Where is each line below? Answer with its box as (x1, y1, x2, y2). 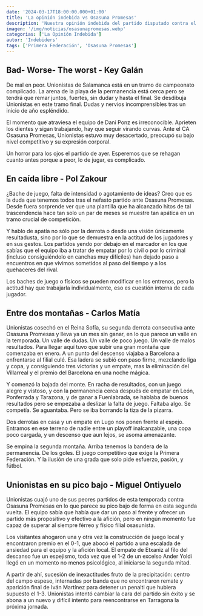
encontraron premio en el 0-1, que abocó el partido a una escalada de (6, 540, 181, 547)
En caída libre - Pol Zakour (6, 174, 107, 184)
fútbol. (6, 462, 23, 469)
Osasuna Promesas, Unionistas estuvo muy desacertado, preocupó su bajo (6, 131, 195, 139)
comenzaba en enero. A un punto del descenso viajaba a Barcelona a (6, 349, 180, 357)
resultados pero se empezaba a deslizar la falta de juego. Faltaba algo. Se (6, 400, 191, 408)
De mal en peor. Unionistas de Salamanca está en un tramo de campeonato (6, 81, 195, 88)
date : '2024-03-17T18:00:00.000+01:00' (6, 8, 107, 15)
